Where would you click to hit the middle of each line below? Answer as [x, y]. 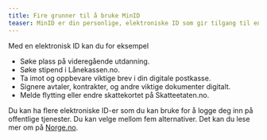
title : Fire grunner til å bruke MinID [74, 16]
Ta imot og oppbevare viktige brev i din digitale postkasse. [115, 78]
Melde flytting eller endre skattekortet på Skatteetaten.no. [114, 95]
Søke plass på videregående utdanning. [85, 61]
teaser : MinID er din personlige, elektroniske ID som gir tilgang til [129, 23]
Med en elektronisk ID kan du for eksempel [79, 45]
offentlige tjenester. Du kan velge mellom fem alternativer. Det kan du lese [129, 119]
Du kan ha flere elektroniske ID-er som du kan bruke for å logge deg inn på [131, 110]
